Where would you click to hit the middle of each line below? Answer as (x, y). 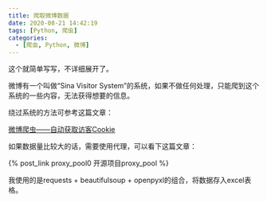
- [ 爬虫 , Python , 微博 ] (53, 45)
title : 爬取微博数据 (39, 16)
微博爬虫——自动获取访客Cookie (62, 130)
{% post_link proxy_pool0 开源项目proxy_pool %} (88, 163)
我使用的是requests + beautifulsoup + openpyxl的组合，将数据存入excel (126, 181)
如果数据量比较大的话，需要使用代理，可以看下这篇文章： (102, 146)
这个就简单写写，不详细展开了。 (61, 69)
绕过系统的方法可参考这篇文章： (61, 113)
